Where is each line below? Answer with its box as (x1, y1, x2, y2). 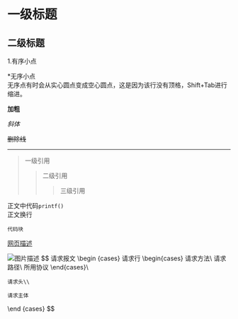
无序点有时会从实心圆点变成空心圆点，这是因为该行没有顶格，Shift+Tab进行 (7, 81, 228, 89)
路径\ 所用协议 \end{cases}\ (7, 263, 89, 271)
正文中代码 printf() (7, 202, 64, 209)
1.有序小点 (7, 57, 37, 65)
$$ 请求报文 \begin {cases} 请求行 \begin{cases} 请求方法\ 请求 (40, 254, 227, 262)
